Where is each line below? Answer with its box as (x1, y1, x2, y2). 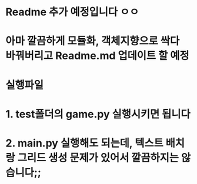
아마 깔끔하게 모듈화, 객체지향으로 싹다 (5, 35, 180, 48)
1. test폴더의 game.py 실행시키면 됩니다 (5, 107, 191, 121)
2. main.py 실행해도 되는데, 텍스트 (5, 136, 163, 150)
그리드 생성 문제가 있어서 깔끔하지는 (17, 151, 179, 165)
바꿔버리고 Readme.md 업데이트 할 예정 (5, 49, 189, 62)
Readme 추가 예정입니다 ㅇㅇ (5, 5, 139, 19)
